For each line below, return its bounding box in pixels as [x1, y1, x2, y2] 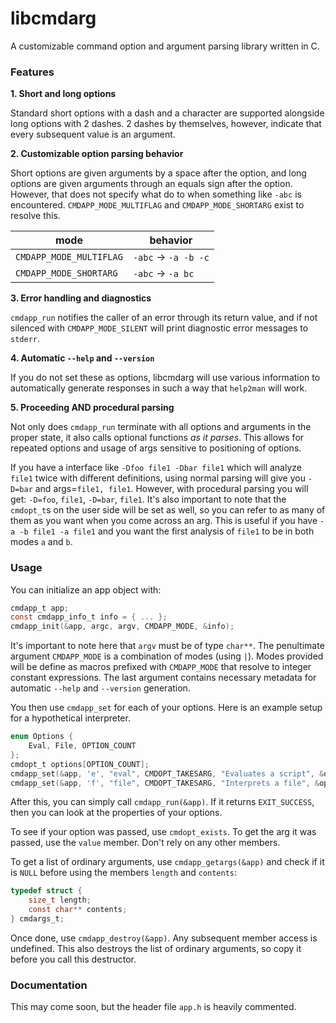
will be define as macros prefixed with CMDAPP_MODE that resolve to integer [10, 661, 312, 673]
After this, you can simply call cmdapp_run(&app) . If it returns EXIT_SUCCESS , [10, 796, 315, 808]
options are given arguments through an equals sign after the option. [10, 178, 293, 190]
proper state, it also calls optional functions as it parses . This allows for [10, 432, 305, 444]
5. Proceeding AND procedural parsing [10, 402, 175, 414]
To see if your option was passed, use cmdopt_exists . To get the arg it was [10, 826, 317, 838]
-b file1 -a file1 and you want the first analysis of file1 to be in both [19, 525, 315, 537]
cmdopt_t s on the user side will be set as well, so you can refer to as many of [10, 504, 326, 516]
